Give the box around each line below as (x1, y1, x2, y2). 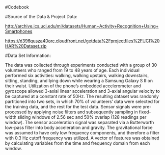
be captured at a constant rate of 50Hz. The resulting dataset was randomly (5, 93, 159, 99)
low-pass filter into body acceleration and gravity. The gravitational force (5, 125, 153, 130)
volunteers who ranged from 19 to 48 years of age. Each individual (5, 67, 140, 73)
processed (5, 109, 27, 115)
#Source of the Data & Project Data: (5, 14, 78, 19)
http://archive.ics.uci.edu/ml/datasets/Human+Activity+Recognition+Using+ (5, 23, 159, 29)
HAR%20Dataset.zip (5, 43, 47, 49)
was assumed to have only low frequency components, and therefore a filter (5, 130, 160, 135)
